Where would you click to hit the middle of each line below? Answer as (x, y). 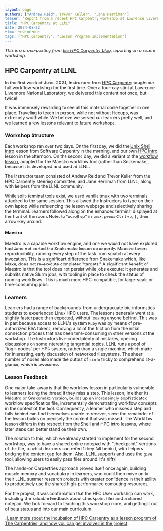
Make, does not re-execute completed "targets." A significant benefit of (77, 264)
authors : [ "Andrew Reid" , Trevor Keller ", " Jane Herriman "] (67, 14)
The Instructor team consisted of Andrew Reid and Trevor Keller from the (78, 176)
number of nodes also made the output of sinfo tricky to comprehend (75, 359)
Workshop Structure (30, 135)
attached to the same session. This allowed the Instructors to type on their (79, 201)
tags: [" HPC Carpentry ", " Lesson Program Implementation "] (66, 37)
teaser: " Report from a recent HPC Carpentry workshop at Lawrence (75, 18)
